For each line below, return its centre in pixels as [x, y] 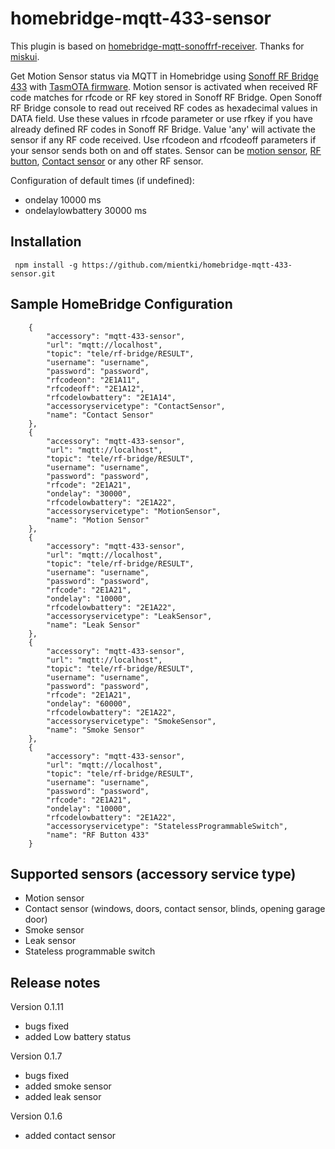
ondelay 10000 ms [63, 199]
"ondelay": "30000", [89, 493]
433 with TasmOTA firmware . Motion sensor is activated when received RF [164, 86]
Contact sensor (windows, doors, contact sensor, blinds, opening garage [175, 909]
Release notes [55, 982]
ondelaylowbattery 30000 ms [85, 210]
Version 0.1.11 [37, 1007]
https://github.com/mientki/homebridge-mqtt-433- [187, 265]
